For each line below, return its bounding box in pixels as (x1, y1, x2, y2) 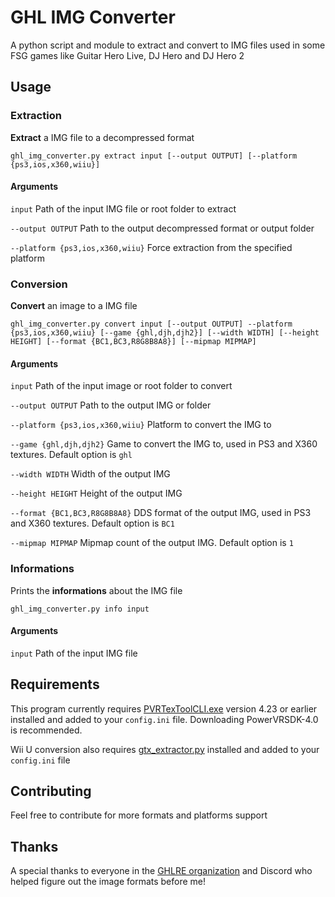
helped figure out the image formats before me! (10, 876, 207, 888)
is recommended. (10, 724, 83, 736)
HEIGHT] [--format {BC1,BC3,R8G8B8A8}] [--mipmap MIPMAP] (10, 337, 257, 347)
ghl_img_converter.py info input (10, 604, 150, 614)
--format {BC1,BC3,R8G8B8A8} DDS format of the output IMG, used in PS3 (10, 507, 312, 519)
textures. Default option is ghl (10, 449, 133, 461)
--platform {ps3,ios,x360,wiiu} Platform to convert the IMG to (10, 419, 272, 431)
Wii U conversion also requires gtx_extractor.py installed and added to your (10, 743, 320, 755)
